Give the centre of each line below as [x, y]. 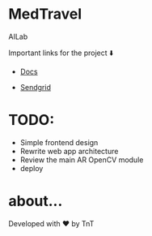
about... [36, 202]
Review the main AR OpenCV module [82, 160]
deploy [32, 168]
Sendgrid [35, 87]
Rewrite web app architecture [69, 151]
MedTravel [45, 14]
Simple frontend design [59, 142]
